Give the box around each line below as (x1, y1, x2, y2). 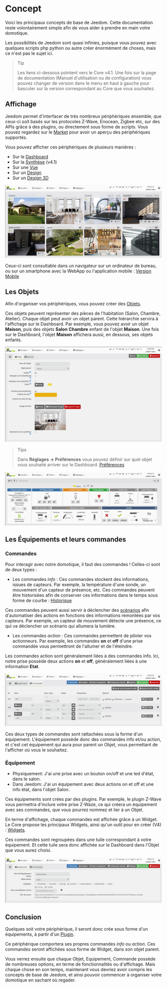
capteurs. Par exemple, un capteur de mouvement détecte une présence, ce (5, 618, 162, 624)
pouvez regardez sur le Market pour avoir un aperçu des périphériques (5, 129, 151, 135)
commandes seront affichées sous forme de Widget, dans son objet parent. (5, 946, 160, 952)
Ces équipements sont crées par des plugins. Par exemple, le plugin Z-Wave (5, 796, 162, 802)
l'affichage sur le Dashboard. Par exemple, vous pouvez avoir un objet (5, 321, 149, 327)
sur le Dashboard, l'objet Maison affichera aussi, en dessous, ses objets (5, 332, 153, 338)
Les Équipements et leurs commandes (5, 535, 126, 544)
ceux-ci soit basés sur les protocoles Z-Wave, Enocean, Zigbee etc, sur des (5, 118, 160, 125)
